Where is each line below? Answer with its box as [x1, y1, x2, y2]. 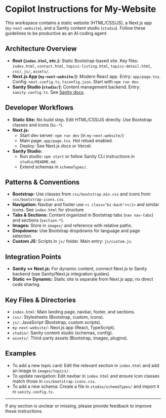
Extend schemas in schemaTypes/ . [19, 164, 88, 170]
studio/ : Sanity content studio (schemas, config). [12, 330, 114, 336]
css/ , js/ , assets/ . [12, 68, 50, 74]
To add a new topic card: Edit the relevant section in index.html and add [12, 362, 160, 368]
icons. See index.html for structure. [12, 207, 85, 213]
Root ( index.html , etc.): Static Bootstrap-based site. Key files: [12, 58, 139, 64]
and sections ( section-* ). [12, 217, 64, 223]
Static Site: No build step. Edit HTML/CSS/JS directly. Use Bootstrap [12, 116, 152, 122]
